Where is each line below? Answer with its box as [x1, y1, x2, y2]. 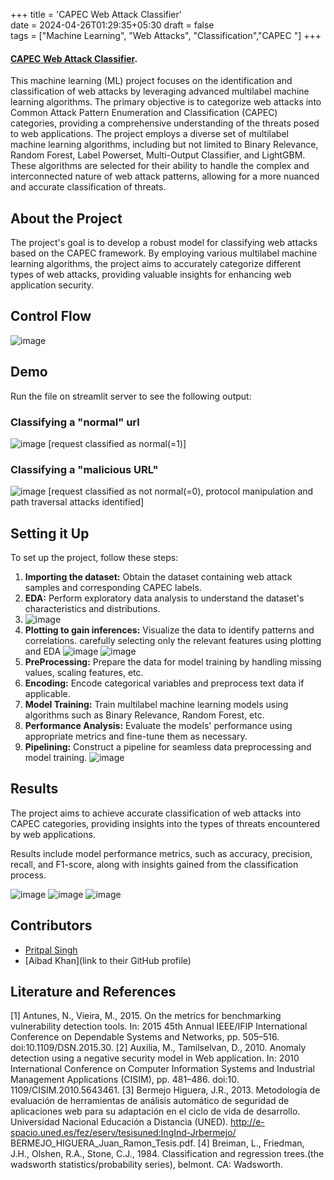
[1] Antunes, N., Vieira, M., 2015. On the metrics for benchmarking [10, 1010, 282, 1022]
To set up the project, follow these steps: [10, 552, 179, 564]
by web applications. [10, 828, 96, 840]
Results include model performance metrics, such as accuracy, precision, [10, 847, 313, 859]
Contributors [10, 917, 93, 934]
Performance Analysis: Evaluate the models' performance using [24, 720, 293, 732]
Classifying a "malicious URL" [10, 462, 159, 476]
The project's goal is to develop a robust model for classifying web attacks [10, 237, 318, 249]
